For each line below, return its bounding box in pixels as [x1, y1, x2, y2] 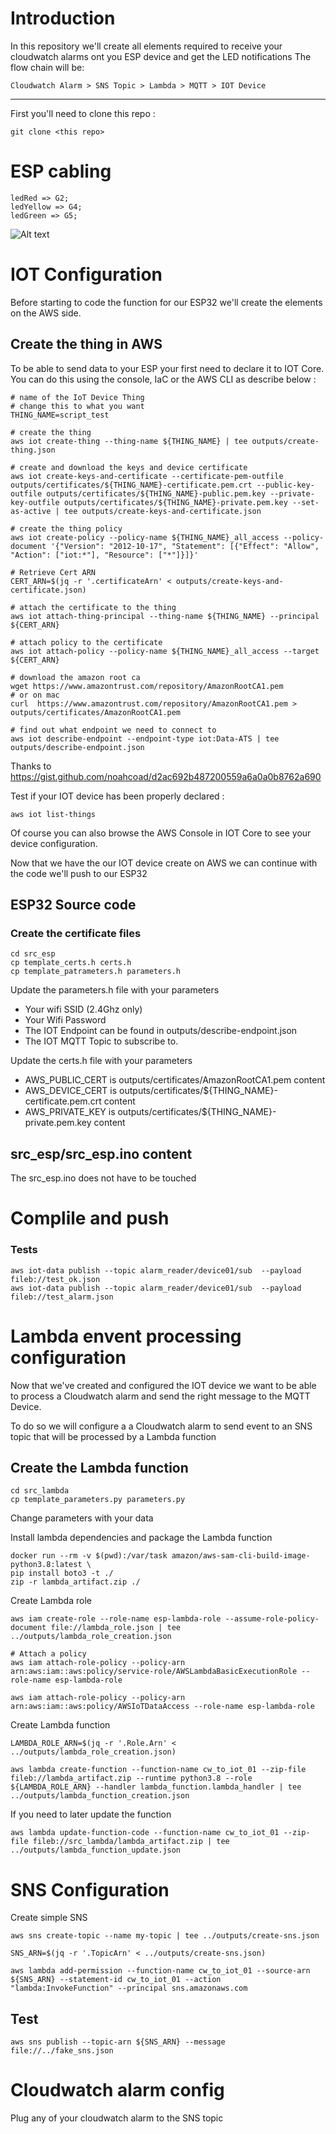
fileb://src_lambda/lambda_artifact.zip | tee [32, 1837, 230, 1847]
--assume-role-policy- [224, 1614, 320, 1624]
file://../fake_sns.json [10, 2046, 114, 2056]
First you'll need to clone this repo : [10, 107, 156, 119]
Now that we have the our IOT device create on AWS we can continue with [10, 857, 318, 869]
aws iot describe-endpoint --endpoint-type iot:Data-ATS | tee [10, 733, 280, 744]
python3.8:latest [10, 1560, 83, 1570]
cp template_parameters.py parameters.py [10, 1495, 186, 1505]
